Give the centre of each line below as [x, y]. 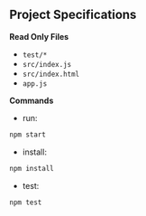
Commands [32, 100]
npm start [28, 135]
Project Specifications [73, 15]
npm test [26, 202]
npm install [32, 168]
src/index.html [51, 74]
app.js [35, 84]
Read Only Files [39, 36]
